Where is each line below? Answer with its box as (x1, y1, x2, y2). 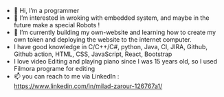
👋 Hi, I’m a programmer (13, 7, 80, 14)
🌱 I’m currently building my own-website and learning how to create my (13, 28, 216, 36)
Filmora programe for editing (13, 65, 95, 72)
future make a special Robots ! (13, 21, 100, 29)
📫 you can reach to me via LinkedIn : (13, 72, 120, 80)
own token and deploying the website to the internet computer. (13, 36, 192, 44)
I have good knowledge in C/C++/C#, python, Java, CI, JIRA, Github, (13, 43, 208, 51)
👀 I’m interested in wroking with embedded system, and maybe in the (13, 14, 210, 22)
